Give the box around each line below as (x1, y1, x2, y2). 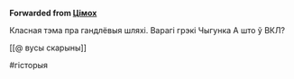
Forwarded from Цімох (9, 8, 97, 18)
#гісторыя (9, 60, 48, 70)
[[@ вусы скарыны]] (9, 42, 87, 53)
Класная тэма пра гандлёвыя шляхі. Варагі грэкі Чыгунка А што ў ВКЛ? (9, 25, 286, 35)
